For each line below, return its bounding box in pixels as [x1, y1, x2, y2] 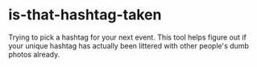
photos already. [8, 49, 60, 59]
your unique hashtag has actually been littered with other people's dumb [8, 40, 250, 50]
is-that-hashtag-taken [8, 6, 162, 24]
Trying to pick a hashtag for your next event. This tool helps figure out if [8, 32, 247, 42]
